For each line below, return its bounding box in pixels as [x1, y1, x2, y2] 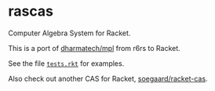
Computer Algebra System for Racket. [8, 28, 131, 38]
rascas [8, 2, 53, 20]
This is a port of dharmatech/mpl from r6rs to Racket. [8, 43, 180, 53]
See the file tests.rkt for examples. [8, 58, 125, 68]
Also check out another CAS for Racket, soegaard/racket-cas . [8, 74, 208, 83]
